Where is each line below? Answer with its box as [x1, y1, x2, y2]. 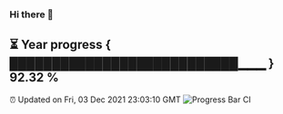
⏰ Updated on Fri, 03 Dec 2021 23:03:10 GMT [9, 94, 182, 105]
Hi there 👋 [9, 8, 55, 21]
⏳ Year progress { [9, 37, 112, 52]
